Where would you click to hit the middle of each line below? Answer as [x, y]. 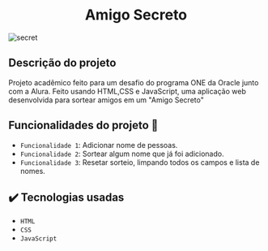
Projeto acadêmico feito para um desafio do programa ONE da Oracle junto [134, 82]
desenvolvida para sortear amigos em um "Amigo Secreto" [106, 100]
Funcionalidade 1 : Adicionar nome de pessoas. [99, 145]
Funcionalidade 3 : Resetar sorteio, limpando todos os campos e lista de [140, 162]
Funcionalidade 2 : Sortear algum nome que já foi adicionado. [122, 154]
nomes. [33, 171]
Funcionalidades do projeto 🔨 [83, 125]
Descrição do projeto [62, 63]
